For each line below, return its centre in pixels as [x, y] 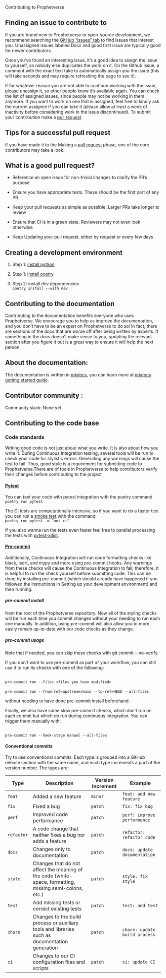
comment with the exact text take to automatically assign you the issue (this [82, 70]
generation [45, 948]
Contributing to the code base [52, 423]
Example [141, 783]
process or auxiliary [56, 923]
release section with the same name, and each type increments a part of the [83, 762]
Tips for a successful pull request [58, 133]
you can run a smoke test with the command [50, 516]
